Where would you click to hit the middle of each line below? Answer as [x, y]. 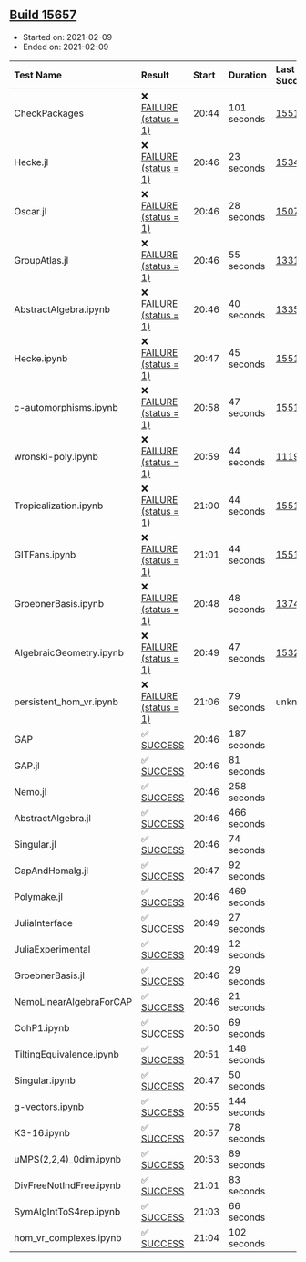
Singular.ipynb [45, 1080]
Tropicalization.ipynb [59, 506]
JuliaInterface [43, 923]
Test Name [38, 75]
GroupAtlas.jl [41, 260]
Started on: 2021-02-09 [67, 37]
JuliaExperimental [52, 949]
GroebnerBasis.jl [49, 975]
